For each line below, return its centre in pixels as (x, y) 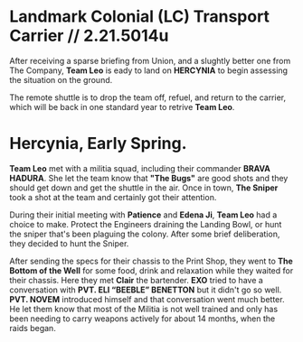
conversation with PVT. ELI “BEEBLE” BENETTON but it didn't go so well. (146, 290)
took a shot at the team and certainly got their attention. (113, 197)
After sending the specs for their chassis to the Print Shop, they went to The (151, 261)
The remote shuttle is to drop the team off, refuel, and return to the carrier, (148, 97)
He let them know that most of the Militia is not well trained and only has (144, 309)
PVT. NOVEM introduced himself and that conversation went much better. (147, 299)
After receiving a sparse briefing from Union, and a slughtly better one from (150, 60)
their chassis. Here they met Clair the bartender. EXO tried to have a (137, 280)
